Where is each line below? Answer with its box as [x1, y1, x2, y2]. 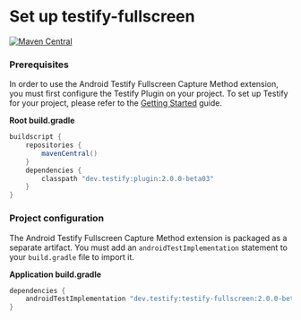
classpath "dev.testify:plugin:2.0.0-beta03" [41, 174, 215, 183]
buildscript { [9, 133, 63, 142]
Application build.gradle [9, 269, 101, 280]
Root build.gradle [9, 115, 75, 126]
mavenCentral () [41, 149, 99, 158]
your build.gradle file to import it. [9, 251, 134, 262]
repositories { [25, 141, 82, 150]
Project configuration [9, 212, 105, 225]
